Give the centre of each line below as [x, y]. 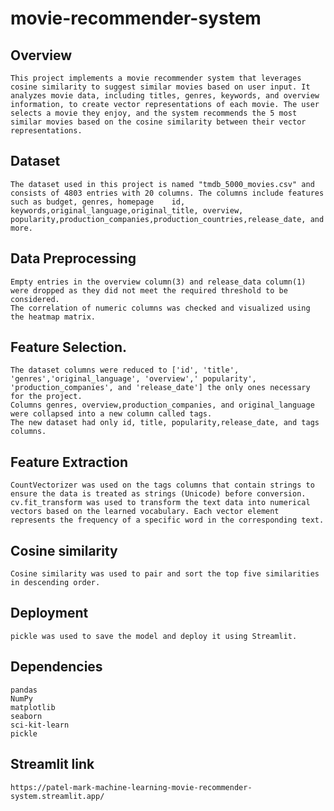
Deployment [49, 613]
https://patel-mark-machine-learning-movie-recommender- [131, 787]
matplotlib [33, 707]
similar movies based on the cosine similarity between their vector [158, 122]
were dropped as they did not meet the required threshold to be [149, 290]
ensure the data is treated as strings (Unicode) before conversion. [158, 494]
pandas [24, 690]
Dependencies [56, 667]
